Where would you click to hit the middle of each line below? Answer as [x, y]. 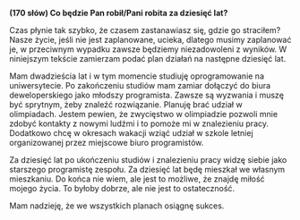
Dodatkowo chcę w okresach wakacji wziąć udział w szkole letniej [131, 133]
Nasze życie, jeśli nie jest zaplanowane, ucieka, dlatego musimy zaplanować [150, 40]
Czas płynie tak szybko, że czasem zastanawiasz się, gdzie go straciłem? [145, 30]
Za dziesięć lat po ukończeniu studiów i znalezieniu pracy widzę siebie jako [148, 160]
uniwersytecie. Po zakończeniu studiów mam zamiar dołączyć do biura [140, 85]
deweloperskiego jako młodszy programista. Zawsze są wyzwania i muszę [147, 95]
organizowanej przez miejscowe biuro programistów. [107, 143]
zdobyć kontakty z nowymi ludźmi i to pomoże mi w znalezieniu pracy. [139, 123]
